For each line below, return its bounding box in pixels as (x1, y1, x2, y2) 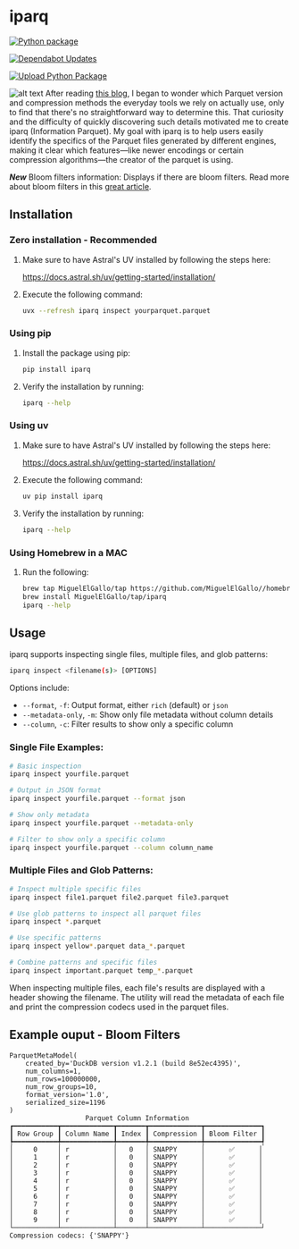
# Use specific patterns (9, 933, 102, 942)
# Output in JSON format (9, 786, 102, 795)
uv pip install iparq (21, 492, 103, 501)
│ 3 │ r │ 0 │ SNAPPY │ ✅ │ (9, 1169, 263, 1177)
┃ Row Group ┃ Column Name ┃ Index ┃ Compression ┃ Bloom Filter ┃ (9, 1129, 266, 1138)
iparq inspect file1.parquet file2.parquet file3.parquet (9, 892, 229, 902)
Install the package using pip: (21, 347, 131, 359)
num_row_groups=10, (25, 1082, 98, 1092)
